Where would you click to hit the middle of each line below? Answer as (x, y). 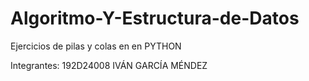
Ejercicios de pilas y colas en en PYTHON (96, 46)
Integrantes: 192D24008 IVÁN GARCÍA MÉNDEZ (109, 65)
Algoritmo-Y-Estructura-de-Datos (155, 18)
